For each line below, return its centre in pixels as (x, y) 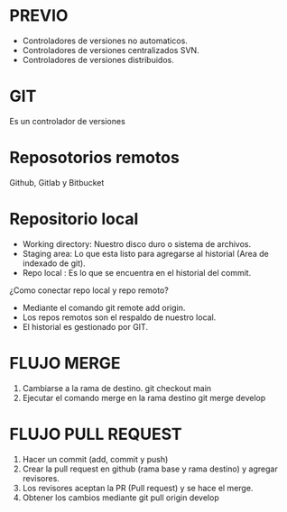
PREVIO (39, 16)
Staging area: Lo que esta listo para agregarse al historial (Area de (145, 253)
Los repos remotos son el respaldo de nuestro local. (119, 317)
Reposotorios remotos (95, 158)
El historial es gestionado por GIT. (85, 326)
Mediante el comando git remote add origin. (104, 307)
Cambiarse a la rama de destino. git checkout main (117, 388)
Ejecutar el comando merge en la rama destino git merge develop (144, 398)
